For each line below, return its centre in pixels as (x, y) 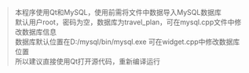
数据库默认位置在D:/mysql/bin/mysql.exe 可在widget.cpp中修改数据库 (127, 42)
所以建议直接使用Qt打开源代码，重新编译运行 (88, 61)
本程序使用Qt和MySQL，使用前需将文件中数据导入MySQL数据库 (118, 12)
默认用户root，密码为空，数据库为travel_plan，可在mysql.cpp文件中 (124, 22)
